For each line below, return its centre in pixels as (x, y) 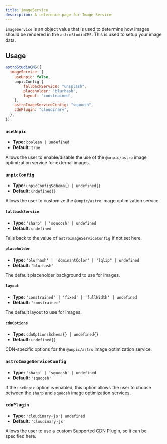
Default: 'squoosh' (32, 378)
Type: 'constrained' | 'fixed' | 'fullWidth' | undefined (75, 297)
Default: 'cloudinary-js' (39, 421)
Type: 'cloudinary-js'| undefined (49, 416)
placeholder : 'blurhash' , (51, 91)
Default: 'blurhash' (33, 265)
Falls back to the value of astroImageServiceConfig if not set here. (74, 238)
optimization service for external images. (48, 163)
